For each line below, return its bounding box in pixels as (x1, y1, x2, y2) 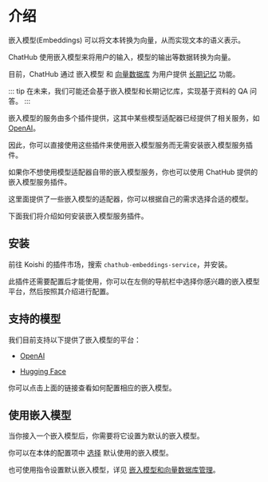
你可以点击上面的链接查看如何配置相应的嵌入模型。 (8, 383, 176, 392)
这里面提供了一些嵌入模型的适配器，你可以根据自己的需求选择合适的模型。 (8, 193, 253, 204)
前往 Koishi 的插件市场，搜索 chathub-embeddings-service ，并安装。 (8, 259, 232, 269)
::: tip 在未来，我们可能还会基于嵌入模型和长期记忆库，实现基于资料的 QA (8, 86, 249, 96)
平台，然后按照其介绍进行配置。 (8, 286, 113, 296)
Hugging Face (19, 366, 66, 376)
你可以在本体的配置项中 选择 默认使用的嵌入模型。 (8, 448, 173, 458)
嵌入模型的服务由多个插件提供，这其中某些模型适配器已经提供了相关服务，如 (8, 113, 260, 122)
